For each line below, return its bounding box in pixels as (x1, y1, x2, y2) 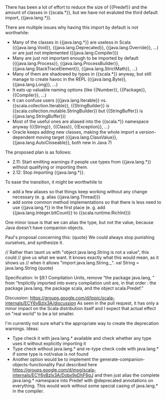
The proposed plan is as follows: (5, 149, 72, 155)
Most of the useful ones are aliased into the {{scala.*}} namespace (12, 119, 149, 124)
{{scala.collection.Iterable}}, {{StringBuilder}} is (12, 103, 110, 108)
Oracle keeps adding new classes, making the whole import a (12, 129, 138, 135)
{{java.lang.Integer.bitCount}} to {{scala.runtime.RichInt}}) (12, 210, 131, 216)
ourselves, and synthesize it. (5, 239, 63, 245)
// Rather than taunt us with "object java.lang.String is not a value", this (5, 249, 150, 255)
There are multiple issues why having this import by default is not (5, 24, 139, 30)
